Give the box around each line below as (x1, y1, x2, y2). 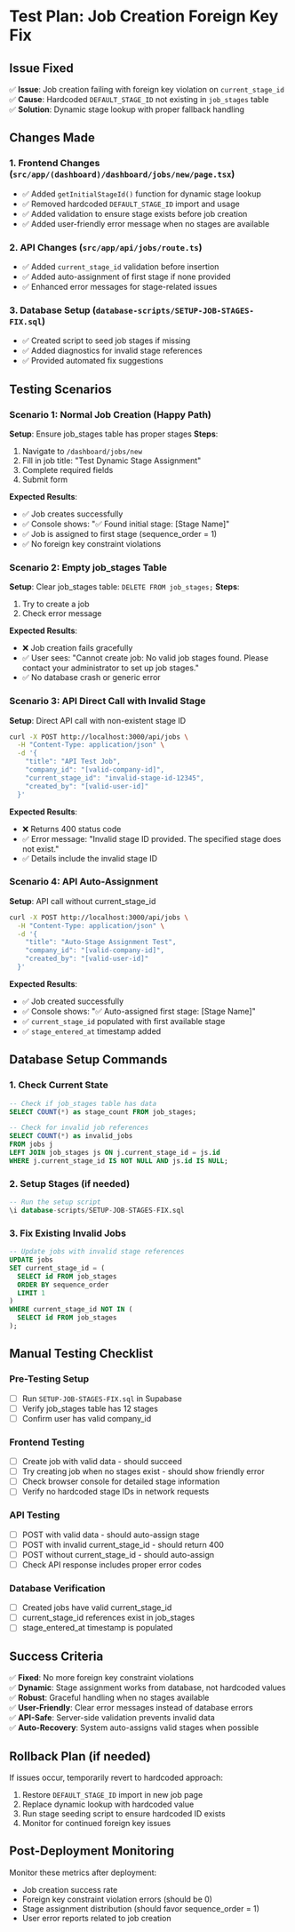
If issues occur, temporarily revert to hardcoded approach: (9, 1772, 224, 1783)
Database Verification (9, 1582, 106, 1594)
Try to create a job (21, 598, 91, 610)
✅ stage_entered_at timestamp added (21, 1025, 162, 1037)
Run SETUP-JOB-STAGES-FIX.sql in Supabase (21, 1393, 182, 1404)
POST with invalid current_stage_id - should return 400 (21, 1539, 225, 1550)
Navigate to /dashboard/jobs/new (21, 445, 143, 456)
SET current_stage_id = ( (9, 1263, 105, 1272)
